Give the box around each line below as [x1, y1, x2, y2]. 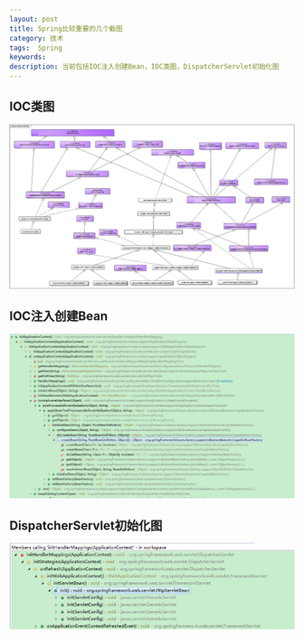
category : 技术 [9, 33, 64, 42]
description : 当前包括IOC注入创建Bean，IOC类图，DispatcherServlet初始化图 [9, 62, 280, 71]
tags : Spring [9, 43, 63, 52]
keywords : [9, 52, 47, 62]
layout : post [9, 14, 59, 23]
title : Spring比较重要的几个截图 [9, 23, 124, 33]
